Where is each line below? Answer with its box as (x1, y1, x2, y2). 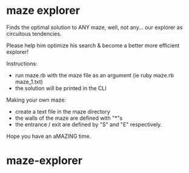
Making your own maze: (6, 96, 67, 103)
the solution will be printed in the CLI (15, 84, 107, 91)
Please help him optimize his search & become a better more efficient (6, 42, 180, 49)
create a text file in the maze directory (15, 108, 110, 115)
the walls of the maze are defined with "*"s (15, 114, 123, 122)
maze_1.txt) (15, 78, 44, 85)
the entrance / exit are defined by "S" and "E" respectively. (15, 120, 162, 128)
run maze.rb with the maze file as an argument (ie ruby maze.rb (15, 71, 174, 79)
